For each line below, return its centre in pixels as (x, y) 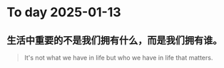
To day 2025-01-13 (64, 12)
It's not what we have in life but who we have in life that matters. (118, 58)
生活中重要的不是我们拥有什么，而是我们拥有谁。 (114, 40)
